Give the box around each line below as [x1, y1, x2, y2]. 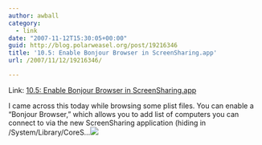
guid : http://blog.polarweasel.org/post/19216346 [8, 42, 178, 50]
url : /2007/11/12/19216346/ [8, 57, 103, 65]
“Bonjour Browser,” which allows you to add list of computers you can [8, 109, 239, 119]
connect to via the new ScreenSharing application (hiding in [8, 118, 207, 127]
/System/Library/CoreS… [8, 127, 91, 137]
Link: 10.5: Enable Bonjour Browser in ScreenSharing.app [8, 85, 197, 95]
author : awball [8, 11, 59, 20]
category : [8, 19, 42, 27]
